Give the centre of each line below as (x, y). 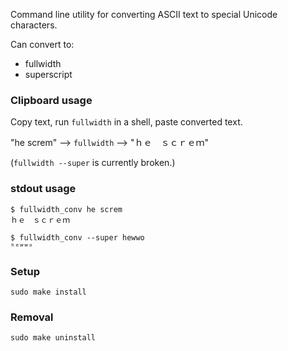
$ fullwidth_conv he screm (66, 209)
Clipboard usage (51, 100)
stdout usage (43, 189)
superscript (48, 74)
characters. (34, 25)
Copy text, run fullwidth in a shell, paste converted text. (126, 122)
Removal (32, 317)
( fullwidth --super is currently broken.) (93, 163)
